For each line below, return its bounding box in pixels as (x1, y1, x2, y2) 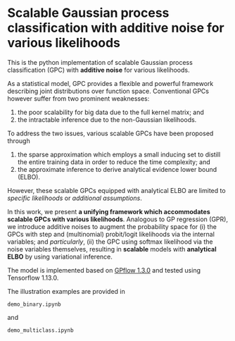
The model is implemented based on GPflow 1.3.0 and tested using (7, 266, 201, 274)
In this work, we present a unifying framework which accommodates (7, 207, 210, 216)
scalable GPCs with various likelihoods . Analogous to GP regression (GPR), (7, 215, 229, 223)
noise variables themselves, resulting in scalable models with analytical (7, 244, 217, 253)
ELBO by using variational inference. (7, 252, 113, 261)
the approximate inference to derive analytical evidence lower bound (17, 165, 217, 173)
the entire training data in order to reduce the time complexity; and (17, 157, 211, 166)
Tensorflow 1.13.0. (7, 273, 59, 282)
